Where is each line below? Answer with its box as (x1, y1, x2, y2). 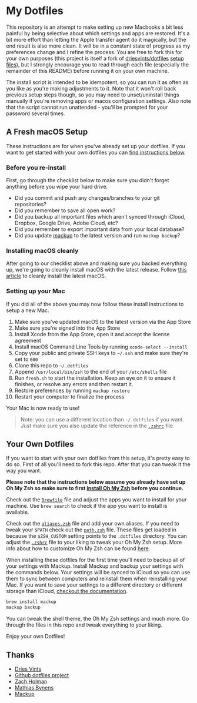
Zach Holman (14, 678, 48, 685)
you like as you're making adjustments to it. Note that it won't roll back (6, 85, 176, 92)
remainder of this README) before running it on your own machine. (6, 67, 169, 74)
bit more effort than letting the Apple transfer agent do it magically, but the (6, 36, 186, 43)
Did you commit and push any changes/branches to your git (14, 195, 160, 202)
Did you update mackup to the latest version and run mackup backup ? (14, 232, 181, 239)
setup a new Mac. (6, 307, 49, 314)
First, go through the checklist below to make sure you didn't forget (6, 177, 169, 184)
